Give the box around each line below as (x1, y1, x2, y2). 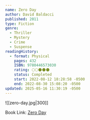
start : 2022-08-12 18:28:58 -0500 (14, 77, 85, 82)
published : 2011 (5, 16, 39, 21)
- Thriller (9, 30, 32, 35)
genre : (5, 26, 19, 31)
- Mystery (9, 35, 30, 40)
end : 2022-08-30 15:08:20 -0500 (14, 81, 81, 86)
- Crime (9, 40, 26, 45)
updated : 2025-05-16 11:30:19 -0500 (5, 86, 81, 91)
